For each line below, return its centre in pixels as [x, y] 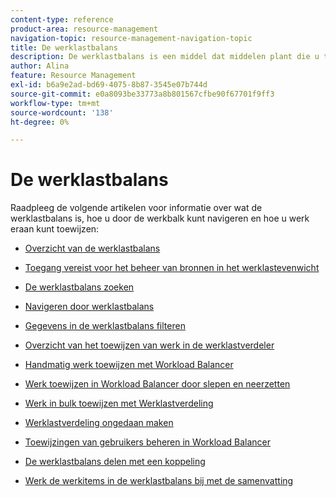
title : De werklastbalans [64, 47]
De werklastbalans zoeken [79, 287]
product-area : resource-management [84, 29]
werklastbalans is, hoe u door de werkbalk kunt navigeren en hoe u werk [160, 218]
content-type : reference [62, 19]
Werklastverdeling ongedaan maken [99, 423]
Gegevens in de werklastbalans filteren [105, 326]
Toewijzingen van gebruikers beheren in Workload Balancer [147, 442]
